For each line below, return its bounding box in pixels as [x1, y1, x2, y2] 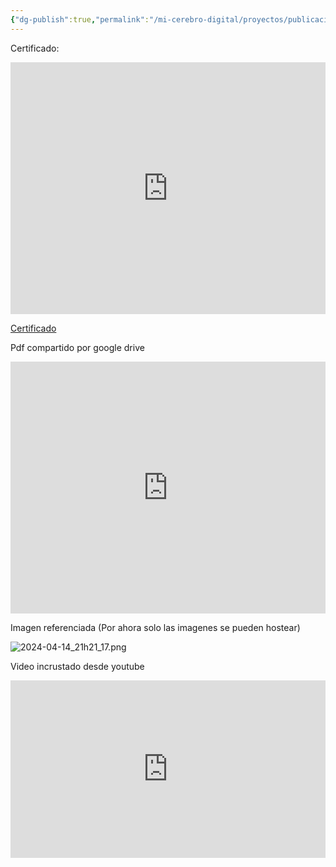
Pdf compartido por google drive [10, 341, 145, 353]
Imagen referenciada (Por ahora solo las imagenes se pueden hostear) [10, 622, 301, 633]
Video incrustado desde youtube [10, 661, 145, 672]
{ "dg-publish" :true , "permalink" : [10, 14, 150, 25]
